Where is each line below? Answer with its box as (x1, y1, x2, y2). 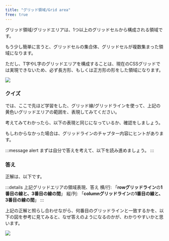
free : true (5, 12, 28, 17)
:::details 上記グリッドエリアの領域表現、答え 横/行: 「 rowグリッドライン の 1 (5, 185, 163, 191)
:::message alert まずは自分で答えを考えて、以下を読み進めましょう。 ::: (5, 147, 154, 153)
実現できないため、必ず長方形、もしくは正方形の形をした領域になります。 (9, 67, 163, 73)
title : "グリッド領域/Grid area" (5, 7, 71, 13)
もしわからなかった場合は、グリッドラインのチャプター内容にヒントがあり (5, 130, 159, 136)
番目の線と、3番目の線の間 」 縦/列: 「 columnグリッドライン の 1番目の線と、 (5, 191, 163, 197)
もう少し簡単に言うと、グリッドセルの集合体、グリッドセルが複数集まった (5, 43, 159, 49)
